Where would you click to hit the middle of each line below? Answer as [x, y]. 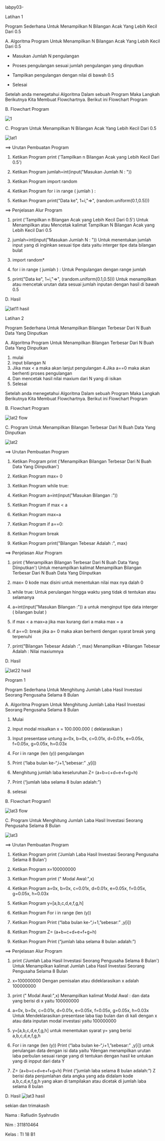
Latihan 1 [14, 17]
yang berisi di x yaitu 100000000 [46, 1001]
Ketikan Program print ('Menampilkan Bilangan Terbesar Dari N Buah [82, 461]
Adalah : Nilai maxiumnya [38, 651]
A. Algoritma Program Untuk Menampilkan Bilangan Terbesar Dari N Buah [80, 343]
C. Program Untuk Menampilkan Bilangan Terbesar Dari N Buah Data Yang [80, 427]
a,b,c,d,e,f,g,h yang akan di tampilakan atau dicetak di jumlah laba [79, 1081]
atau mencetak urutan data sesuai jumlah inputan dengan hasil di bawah [85, 284]
